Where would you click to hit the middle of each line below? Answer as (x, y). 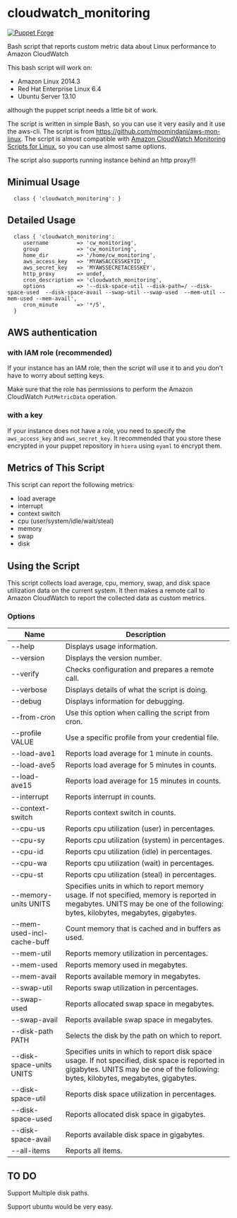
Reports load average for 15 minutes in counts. (143, 781)
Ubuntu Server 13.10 (47, 96)
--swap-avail (34, 1020)
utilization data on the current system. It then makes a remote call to (106, 591)
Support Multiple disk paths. (48, 1193)
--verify (25, 674)
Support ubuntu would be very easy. (60, 1207)
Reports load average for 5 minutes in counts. (141, 765)
